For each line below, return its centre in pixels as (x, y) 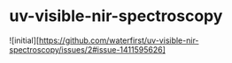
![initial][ (24, 40)
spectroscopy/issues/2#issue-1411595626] (87, 49)
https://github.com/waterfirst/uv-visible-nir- (119, 40)
